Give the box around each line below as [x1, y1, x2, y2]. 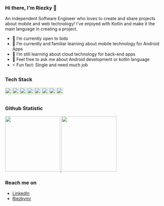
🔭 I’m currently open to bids [12, 35, 69, 41]
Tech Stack [5, 76, 33, 83]
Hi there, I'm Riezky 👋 [5, 4, 57, 11]
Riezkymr [12, 196, 31, 202]
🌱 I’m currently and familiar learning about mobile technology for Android [12, 41, 160, 47]
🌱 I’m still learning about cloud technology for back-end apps [12, 51, 136, 57]
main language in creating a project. [5, 26, 78, 32]
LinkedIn [12, 190, 30, 196]
